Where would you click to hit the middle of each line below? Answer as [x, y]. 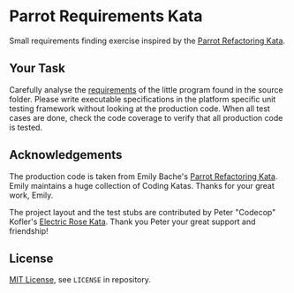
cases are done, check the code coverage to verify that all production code [146, 117]
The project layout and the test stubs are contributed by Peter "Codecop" [143, 212]
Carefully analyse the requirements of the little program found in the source [147, 89]
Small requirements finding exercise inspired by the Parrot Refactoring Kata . [147, 41]
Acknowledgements [66, 155]
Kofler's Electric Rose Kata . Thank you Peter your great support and [132, 222]
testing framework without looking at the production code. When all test [140, 109]
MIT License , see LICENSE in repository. [80, 280]
